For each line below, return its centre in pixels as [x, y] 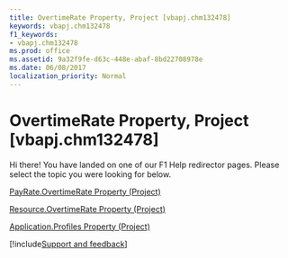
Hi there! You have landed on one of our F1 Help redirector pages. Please [144, 165]
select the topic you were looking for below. [90, 174]
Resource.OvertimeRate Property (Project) [88, 209]
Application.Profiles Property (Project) [80, 227]
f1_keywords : [34, 34]
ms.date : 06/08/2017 [48, 68]
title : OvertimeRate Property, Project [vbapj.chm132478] [120, 18]
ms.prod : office [40, 51]
